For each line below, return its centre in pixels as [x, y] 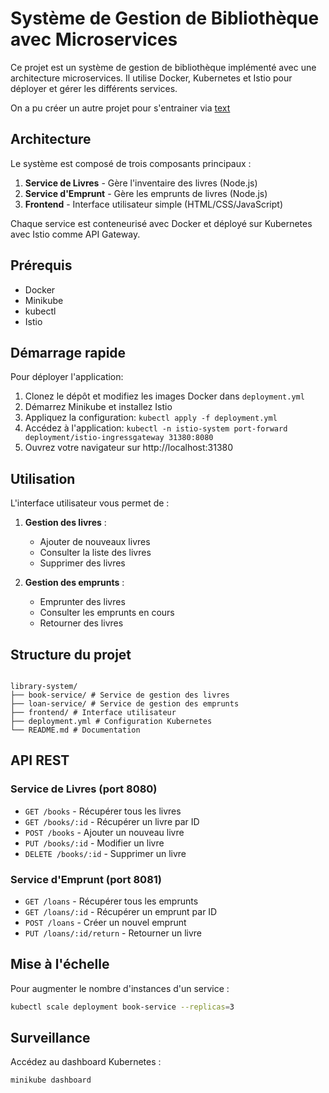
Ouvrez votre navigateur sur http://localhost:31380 [129, 448]
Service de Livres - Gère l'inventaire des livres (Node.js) [141, 183]
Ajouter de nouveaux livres [95, 542]
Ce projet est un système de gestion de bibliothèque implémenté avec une [163, 67]
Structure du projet [71, 654]
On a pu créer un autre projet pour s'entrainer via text [120, 108]
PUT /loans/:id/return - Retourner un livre [113, 933]
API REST [40, 760]
